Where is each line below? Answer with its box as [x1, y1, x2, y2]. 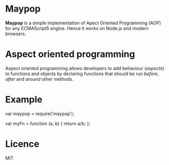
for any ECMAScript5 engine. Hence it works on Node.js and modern [5, 25, 149, 31]
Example [5, 94, 43, 106]
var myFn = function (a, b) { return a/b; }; [5, 120, 91, 126]
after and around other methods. [5, 76, 74, 82]
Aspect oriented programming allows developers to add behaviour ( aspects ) [5, 65, 164, 71]
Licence [5, 138, 39, 150]
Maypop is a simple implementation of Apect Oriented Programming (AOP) [5, 20, 161, 26]
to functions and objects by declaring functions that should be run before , [5, 71, 159, 77]
